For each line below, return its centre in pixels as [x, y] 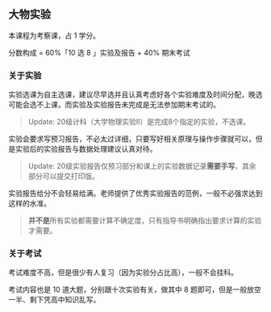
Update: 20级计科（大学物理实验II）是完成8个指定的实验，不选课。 [139, 122]
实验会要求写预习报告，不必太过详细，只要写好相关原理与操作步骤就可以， [132, 139]
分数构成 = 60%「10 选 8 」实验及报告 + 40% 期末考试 [100, 52]
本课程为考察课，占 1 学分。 [54, 35]
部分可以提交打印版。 [63, 177]
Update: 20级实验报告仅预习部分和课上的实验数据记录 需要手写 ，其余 [142, 166]
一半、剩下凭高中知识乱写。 [54, 300]
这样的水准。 [29, 203]
